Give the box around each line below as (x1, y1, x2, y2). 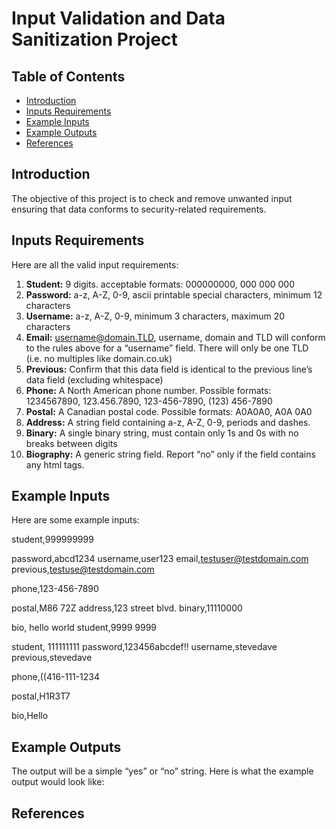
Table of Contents (11, 68, 126, 85)
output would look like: (11, 776, 105, 788)
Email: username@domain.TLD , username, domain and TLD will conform (25, 331, 326, 343)
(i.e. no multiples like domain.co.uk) (25, 352, 173, 364)
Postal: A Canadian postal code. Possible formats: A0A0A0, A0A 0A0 (25, 405, 313, 417)
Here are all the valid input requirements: (11, 258, 179, 271)
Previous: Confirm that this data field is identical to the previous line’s (25, 363, 313, 375)
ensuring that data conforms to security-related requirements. (11, 203, 267, 215)
